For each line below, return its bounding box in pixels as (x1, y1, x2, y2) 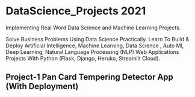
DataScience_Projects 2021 (5, 4, 146, 18)
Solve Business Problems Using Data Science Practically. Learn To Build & (5, 35, 190, 43)
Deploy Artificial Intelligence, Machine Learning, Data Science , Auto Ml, (5, 42, 184, 49)
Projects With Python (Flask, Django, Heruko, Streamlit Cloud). (5, 54, 161, 62)
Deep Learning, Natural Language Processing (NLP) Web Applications (5, 48, 179, 55)
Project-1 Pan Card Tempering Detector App (5, 72, 174, 82)
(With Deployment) (5, 81, 79, 92)
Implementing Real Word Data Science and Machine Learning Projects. (5, 24, 181, 31)
